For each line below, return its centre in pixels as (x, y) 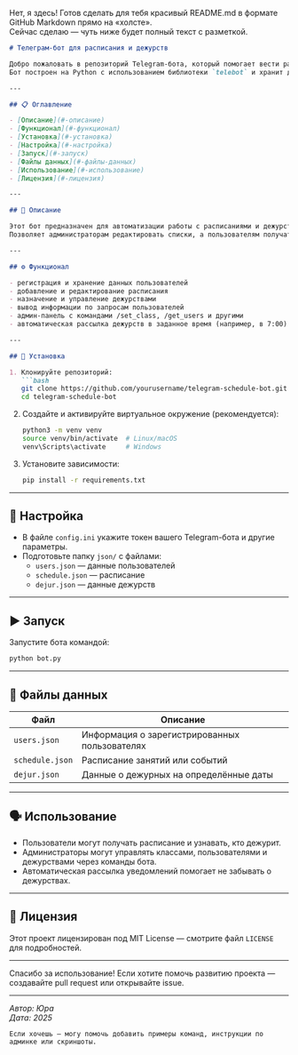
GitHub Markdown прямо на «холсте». (81, 22)
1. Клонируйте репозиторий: (61, 372)
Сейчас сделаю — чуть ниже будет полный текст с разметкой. (129, 32)
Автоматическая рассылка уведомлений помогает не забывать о (147, 871)
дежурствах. (46, 880)
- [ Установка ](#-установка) (61, 137)
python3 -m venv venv (62, 430)
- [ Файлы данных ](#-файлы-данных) (73, 162)
